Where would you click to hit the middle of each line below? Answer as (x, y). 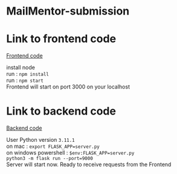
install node (21, 67)
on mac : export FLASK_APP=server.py (53, 146)
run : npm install (28, 74)
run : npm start (25, 81)
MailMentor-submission (68, 11)
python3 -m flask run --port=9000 (50, 159)
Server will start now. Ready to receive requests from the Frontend (89, 164)
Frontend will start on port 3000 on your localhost (68, 87)
